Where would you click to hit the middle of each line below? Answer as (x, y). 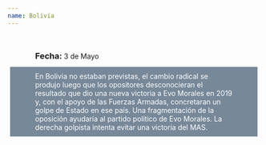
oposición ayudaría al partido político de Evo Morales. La (129, 119)
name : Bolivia (31, 16)
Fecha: (48, 55)
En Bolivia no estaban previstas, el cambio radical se (122, 76)
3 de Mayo (81, 56)
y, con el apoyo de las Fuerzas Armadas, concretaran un (128, 102)
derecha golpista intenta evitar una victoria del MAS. (121, 127)
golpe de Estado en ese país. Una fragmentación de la (124, 110)
